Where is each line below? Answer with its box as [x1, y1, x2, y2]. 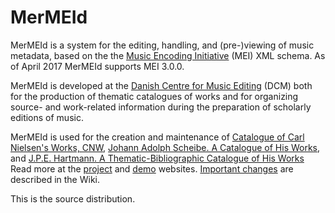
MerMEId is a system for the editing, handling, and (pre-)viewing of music [10, 39, 315, 51]
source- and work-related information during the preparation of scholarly [10, 101, 312, 113]
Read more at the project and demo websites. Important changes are [10, 162, 294, 175]
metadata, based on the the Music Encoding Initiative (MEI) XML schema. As [10, 49, 326, 61]
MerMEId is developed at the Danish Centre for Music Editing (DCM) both [10, 79, 313, 91]
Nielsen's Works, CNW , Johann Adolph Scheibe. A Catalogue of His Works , [10, 141, 321, 153]
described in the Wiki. [10, 173, 101, 185]
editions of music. [10, 111, 84, 123]
